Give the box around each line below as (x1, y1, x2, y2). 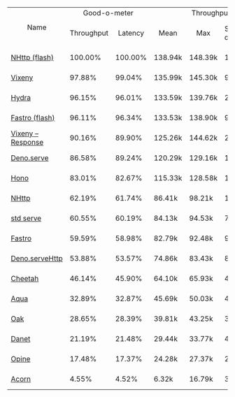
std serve (10, 213, 42, 223)
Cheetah (10, 274, 39, 283)
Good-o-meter (83, 8, 134, 17)
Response (10, 138, 44, 147)
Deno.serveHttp (10, 254, 63, 263)
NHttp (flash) (10, 52, 54, 62)
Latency (117, 28, 145, 38)
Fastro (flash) (10, 113, 55, 122)
